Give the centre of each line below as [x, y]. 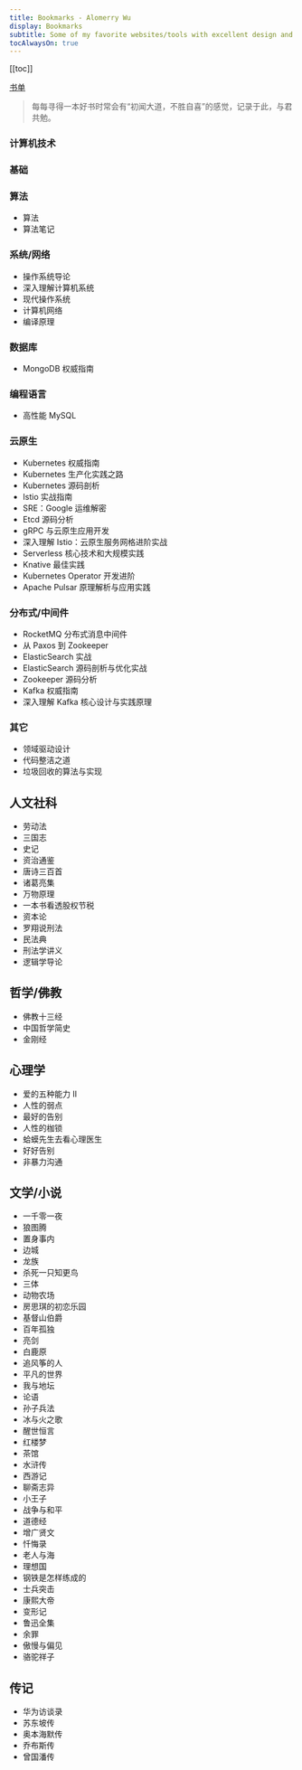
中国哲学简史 [46, 1028]
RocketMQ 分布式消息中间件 [75, 634]
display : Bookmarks [46, 26]
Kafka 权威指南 [50, 690]
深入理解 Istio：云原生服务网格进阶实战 [95, 541]
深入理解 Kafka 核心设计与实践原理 [87, 701]
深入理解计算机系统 [58, 287]
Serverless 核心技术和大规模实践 [83, 553]
